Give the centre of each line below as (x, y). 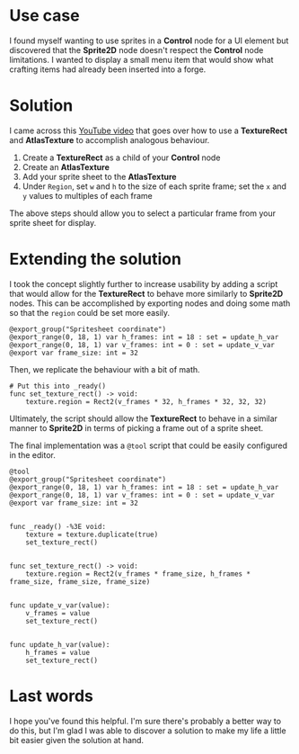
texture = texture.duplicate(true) (92, 534)
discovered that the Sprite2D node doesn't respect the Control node (136, 49)
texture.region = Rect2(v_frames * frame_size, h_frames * (138, 574)
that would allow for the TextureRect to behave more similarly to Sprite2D (146, 293)
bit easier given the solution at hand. (77, 740)
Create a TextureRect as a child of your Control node (121, 157)
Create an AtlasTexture (66, 166)
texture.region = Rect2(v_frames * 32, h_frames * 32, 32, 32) (146, 401)
